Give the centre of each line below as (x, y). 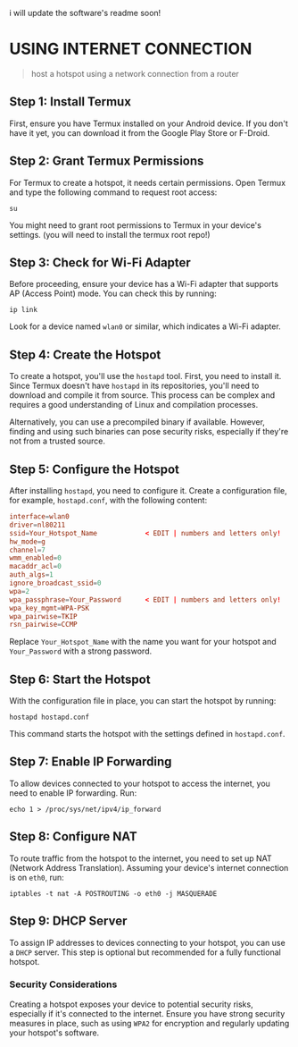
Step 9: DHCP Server (68, 921)
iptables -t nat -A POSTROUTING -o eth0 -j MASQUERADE (113, 893)
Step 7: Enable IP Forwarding (91, 762)
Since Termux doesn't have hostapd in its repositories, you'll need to (134, 386)
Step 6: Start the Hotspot (80, 679)
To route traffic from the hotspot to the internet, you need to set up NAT (141, 858)
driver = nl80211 (37, 525)
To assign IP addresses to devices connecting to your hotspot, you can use (147, 942)
